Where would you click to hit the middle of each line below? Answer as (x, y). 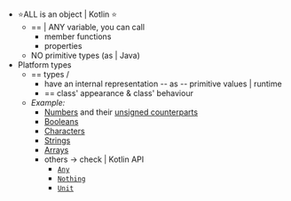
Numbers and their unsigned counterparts (121, 112)
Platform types (44, 65)
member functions (78, 36)
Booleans (61, 121)
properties (63, 46)
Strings (57, 141)
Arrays (56, 150)
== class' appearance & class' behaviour (118, 93)
